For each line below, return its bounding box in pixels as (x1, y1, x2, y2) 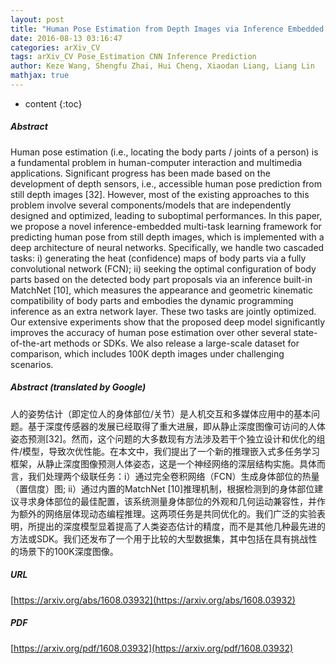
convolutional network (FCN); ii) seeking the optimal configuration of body (10, 262, 317, 275)
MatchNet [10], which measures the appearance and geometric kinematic (10, 284, 313, 296)
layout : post (10, 14, 65, 25)
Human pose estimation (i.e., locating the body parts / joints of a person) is (10, 146, 319, 158)
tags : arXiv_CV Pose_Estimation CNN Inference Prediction (10, 52, 257, 62)
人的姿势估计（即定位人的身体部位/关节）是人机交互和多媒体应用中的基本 (10, 407, 312, 420)
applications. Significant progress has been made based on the (10, 167, 271, 179)
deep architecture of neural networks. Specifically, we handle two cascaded (10, 241, 325, 253)
